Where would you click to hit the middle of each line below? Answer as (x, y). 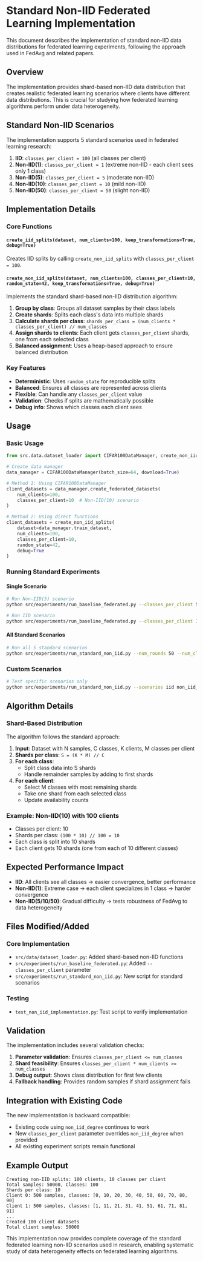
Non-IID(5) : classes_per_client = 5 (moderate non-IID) (85, 177)
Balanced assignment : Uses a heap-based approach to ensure (94, 346)
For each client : (35, 780)
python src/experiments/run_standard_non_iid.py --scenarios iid (90, 687)
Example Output (37, 1166)
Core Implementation (38, 944)
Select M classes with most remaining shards (80, 787)
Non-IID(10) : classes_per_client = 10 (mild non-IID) (80, 184)
